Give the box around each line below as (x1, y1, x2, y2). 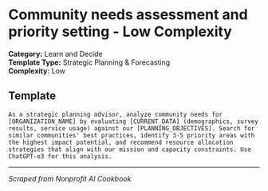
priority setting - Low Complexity (8, 22, 233, 41)
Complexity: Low (8, 66, 66, 75)
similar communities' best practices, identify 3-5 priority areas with (8, 131, 255, 139)
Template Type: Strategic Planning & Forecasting (8, 58, 171, 67)
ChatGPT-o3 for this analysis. (8, 152, 112, 161)
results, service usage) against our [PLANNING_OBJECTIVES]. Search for (8, 124, 255, 133)
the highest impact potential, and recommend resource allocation (8, 138, 234, 146)
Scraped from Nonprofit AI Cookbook (8, 173, 132, 183)
